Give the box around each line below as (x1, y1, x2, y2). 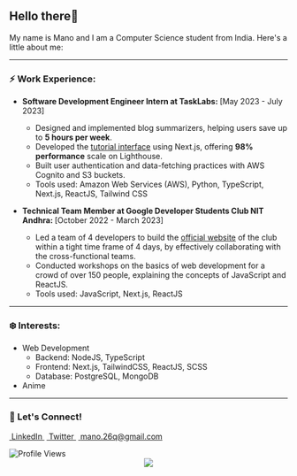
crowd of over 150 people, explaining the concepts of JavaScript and (34, 270, 286, 280)
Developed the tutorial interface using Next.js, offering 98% (34, 142, 254, 152)
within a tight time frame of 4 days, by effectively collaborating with (34, 242, 281, 252)
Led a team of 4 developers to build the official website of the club (34, 232, 278, 243)
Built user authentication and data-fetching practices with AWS (34, 160, 265, 171)
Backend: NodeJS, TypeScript (34, 352, 146, 363)
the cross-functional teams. (34, 251, 137, 262)
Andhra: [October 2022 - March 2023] (21, 215, 164, 226)
